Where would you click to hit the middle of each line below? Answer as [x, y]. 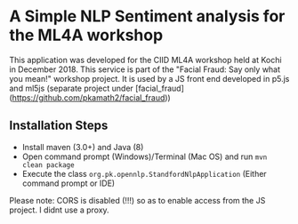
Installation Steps [59, 126]
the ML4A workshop [86, 35]
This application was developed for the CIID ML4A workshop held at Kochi [145, 60]
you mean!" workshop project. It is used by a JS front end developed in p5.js [149, 78]
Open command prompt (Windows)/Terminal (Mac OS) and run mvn [145, 156]
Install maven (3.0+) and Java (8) [83, 147]
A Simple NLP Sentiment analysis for [147, 16]
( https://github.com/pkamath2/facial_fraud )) [90, 97]
